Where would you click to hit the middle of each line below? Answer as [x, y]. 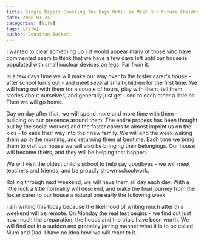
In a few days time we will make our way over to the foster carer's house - [99, 76]
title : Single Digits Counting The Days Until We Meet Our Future [92, 12]
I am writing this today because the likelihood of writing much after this [95, 207]
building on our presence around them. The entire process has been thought [102, 120]
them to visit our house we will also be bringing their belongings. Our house [101, 146]
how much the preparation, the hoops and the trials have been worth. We [98, 220]
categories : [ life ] [31, 23]
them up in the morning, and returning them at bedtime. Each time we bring [100, 139]
